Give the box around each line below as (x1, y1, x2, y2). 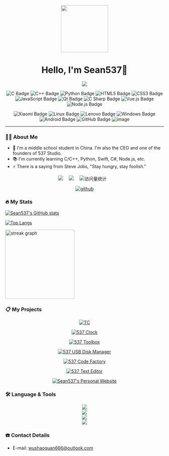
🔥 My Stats (5, 198, 33, 205)
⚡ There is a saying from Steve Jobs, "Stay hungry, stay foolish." (12, 164, 146, 170)
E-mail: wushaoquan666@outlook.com (12, 445, 94, 451)
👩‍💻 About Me (5, 133, 38, 140)
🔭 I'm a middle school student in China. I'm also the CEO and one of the (12, 145, 161, 151)
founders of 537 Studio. (12, 150, 62, 157)
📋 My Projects (5, 306, 42, 313)
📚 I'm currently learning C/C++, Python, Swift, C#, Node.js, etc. (12, 156, 145, 162)
